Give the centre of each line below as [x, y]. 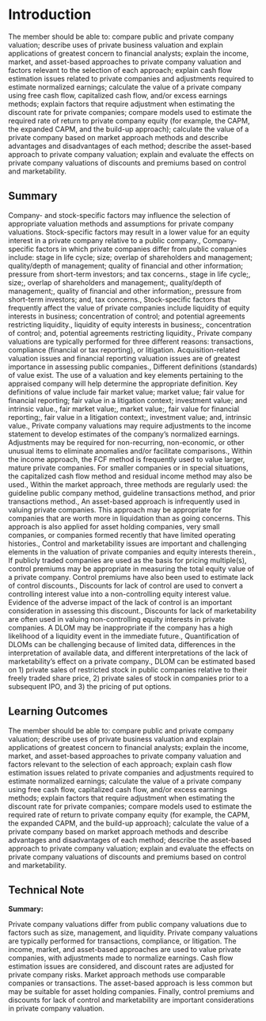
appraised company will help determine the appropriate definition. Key [123, 383]
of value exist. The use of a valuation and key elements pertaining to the [126, 375]
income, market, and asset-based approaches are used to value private [125, 950]
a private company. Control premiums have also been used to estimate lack [131, 577]
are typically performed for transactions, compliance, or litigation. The [122, 941]
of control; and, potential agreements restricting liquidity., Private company [130, 333]
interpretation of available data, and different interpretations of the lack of [128, 653]
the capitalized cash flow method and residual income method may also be [131, 476]
